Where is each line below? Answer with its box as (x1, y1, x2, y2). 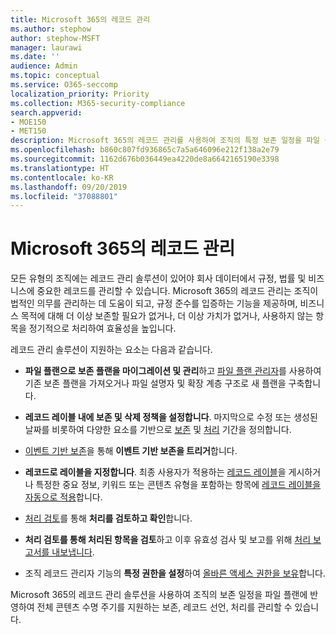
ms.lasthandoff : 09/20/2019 (10, 182, 128, 192)
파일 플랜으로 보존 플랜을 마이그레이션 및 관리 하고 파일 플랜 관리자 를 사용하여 (24, 365, 322, 377)
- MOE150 (10, 117, 47, 127)
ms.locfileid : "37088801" (10, 191, 118, 201)
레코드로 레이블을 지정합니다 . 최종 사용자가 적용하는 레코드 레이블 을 (24, 466, 287, 478)
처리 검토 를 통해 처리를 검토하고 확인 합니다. (24, 512, 193, 525)
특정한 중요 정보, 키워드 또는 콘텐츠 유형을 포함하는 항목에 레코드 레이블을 (35, 479, 322, 491)
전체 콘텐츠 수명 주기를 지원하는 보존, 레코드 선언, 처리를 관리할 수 (36, 601, 293, 613)
